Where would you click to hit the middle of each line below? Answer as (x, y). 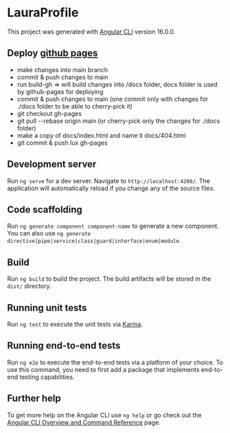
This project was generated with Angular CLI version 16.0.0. (91, 32)
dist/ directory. (29, 286)
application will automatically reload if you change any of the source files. (111, 188)
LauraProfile (43, 13)
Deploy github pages (53, 53)
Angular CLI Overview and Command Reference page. (84, 422)
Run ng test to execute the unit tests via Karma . (75, 324)
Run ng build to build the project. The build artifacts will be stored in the (109, 279)
